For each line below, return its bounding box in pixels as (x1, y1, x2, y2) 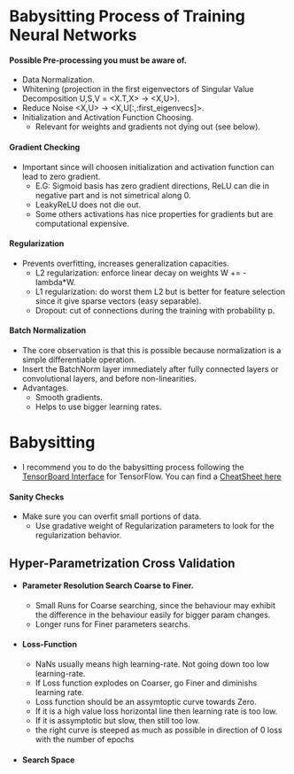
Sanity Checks (9, 491, 65, 502)
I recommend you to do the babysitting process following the (21, 461, 244, 472)
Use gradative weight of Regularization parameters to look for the (35, 521, 275, 531)
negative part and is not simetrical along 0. (35, 190, 192, 200)
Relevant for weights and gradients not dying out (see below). (35, 121, 261, 132)
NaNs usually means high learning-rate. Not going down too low (35, 658, 270, 670)
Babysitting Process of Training (9, 6, 245, 27)
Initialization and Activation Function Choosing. (21, 112, 194, 123)
